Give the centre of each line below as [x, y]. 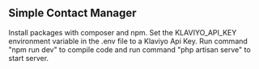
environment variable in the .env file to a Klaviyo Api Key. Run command [128, 41]
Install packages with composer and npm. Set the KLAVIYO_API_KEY [123, 32]
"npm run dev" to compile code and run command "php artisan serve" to [129, 49]
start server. [29, 58]
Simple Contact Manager [72, 13]
